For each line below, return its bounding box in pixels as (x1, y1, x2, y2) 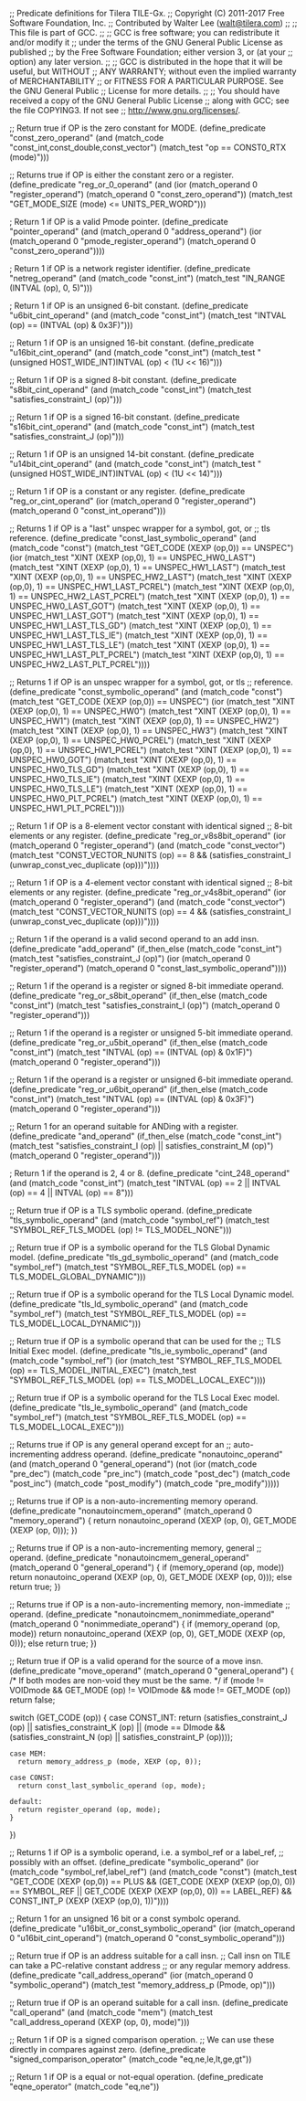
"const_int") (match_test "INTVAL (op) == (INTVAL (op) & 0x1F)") (9, 1046, 253, 1057)
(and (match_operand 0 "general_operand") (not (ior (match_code (9, 1459, 258, 1470)
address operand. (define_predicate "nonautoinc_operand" (60, 1448, 283, 1459)
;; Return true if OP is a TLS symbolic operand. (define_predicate (9, 1205, 253, 1215)
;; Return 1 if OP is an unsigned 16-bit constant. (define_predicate (9, 337, 254, 348)
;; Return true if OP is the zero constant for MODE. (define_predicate (9, 122, 267, 133)
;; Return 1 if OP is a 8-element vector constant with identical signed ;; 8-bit (9, 821, 293, 831)
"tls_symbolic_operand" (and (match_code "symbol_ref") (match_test (9, 1215, 269, 1226)
